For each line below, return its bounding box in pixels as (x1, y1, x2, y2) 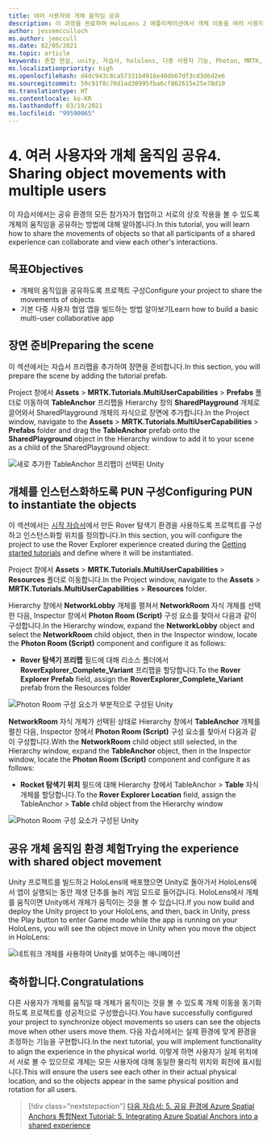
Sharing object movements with (8, 165, 227, 183)
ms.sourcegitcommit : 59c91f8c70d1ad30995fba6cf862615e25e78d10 (8, 79, 226, 87)
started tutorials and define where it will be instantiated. (8, 548, 194, 558)
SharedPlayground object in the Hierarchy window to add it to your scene (8, 434, 255, 443)
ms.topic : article (8, 49, 70, 57)
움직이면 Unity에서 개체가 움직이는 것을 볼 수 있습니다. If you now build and (16, 897, 255, 907)
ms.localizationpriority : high (8, 65, 114, 73)
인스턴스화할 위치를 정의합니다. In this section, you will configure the (23, 531, 243, 540)
